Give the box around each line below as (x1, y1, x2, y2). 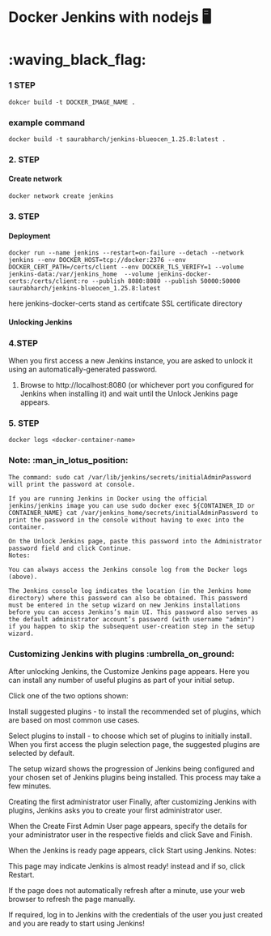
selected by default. (8, 749, 75, 758)
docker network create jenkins (8, 192, 114, 200)
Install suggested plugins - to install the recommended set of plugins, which (8, 706, 261, 716)
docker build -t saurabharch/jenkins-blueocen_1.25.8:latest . (8, 135, 227, 144)
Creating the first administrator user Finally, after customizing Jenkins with (8, 797, 256, 806)
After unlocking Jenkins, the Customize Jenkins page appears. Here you (8, 667, 250, 676)
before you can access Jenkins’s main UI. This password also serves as (8, 608, 259, 616)
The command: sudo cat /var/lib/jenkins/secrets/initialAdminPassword (8, 473, 252, 481)
